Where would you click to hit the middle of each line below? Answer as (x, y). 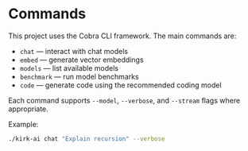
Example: (23, 124)
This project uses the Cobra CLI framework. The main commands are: (122, 36)
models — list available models (69, 68)
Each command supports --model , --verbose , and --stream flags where (124, 100)
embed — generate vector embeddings (82, 60)
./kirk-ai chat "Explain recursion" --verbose (87, 139)
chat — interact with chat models (74, 51)
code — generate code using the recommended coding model (120, 85)
